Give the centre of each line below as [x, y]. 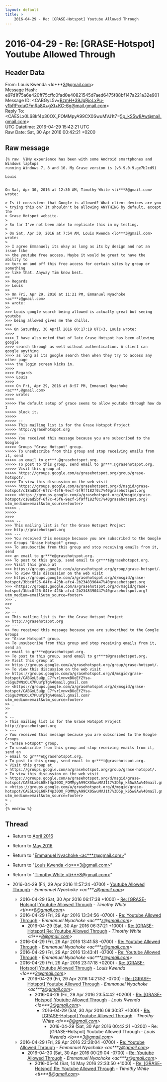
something [15, 269]
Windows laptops [22, 164]
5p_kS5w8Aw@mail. [141, 116]
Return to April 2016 [33, 836]
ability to [16, 260]
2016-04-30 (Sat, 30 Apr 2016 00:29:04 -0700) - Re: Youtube [90, 1053]
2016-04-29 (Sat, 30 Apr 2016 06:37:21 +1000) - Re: [81, 926]
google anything [22, 351]
